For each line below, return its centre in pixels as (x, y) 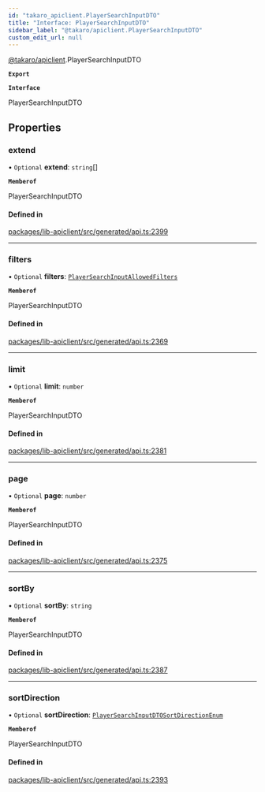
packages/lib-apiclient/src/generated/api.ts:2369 (88, 341)
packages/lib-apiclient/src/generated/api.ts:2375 (88, 560)
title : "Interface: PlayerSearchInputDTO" (79, 23)
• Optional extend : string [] (53, 167)
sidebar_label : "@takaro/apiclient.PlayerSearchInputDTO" (105, 30)
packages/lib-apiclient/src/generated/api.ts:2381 (88, 451)
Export (19, 74)
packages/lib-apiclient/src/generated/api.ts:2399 (88, 232)
